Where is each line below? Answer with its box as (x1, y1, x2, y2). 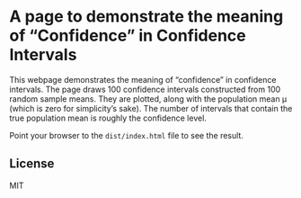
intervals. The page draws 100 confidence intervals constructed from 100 (9, 84, 281, 94)
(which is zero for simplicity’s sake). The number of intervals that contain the (9, 103, 293, 113)
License (9, 156, 55, 172)
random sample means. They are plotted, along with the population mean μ (9, 93, 288, 104)
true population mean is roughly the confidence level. (9, 112, 207, 123)
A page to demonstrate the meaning (9, 6, 284, 27)
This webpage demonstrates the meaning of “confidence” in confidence (9, 74, 277, 85)
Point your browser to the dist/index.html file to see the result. (9, 130, 244, 140)
